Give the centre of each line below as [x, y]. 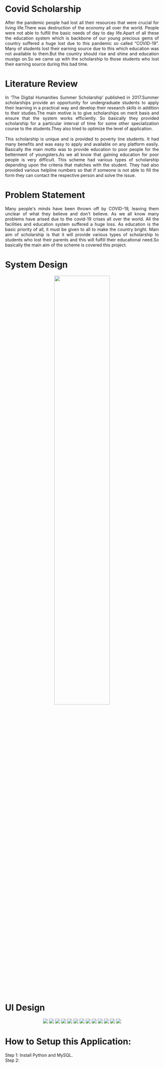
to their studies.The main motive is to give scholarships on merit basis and [82, 113]
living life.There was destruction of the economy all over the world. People [82, 27]
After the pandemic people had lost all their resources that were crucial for [82, 22]
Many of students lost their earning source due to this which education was [82, 48]
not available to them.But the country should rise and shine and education [82, 54]
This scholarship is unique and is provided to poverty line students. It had [82, 139]
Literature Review [41, 84]
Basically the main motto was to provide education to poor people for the [82, 149]
